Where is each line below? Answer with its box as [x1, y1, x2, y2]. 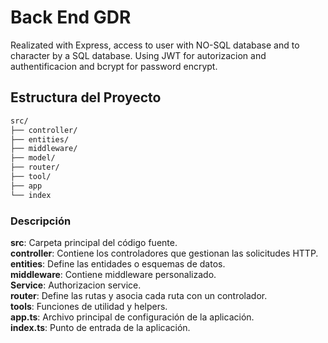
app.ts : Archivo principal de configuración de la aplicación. [10, 311, 255, 323]
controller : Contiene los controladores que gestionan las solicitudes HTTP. [10, 247, 319, 259]
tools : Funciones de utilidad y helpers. [10, 300, 168, 312]
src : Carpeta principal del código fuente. [10, 236, 178, 248]
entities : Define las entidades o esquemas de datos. [10, 257, 226, 270]
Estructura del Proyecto [10, 89, 162, 106]
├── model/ [10, 153, 56, 163]
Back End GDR [10, 6, 132, 29]
